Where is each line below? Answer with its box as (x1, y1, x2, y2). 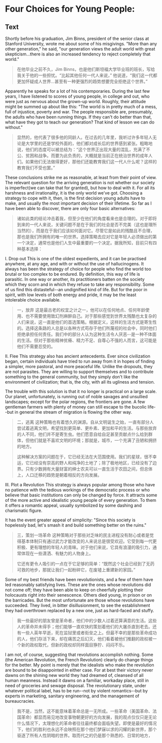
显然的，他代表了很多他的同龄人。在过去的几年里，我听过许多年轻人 (16, 135, 153, 140)
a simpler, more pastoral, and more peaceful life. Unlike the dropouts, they (5, 364, 153, 369)
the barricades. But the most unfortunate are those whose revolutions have (5, 597, 155, 603)
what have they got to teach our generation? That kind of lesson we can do (5, 119, 155, 125)
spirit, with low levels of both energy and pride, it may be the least (5, 292, 136, 298)
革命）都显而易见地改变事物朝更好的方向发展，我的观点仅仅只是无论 (21, 714, 157, 720)
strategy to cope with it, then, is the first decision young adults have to (5, 195, 146, 201)
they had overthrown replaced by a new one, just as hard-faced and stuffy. (5, 608, 154, 613)
